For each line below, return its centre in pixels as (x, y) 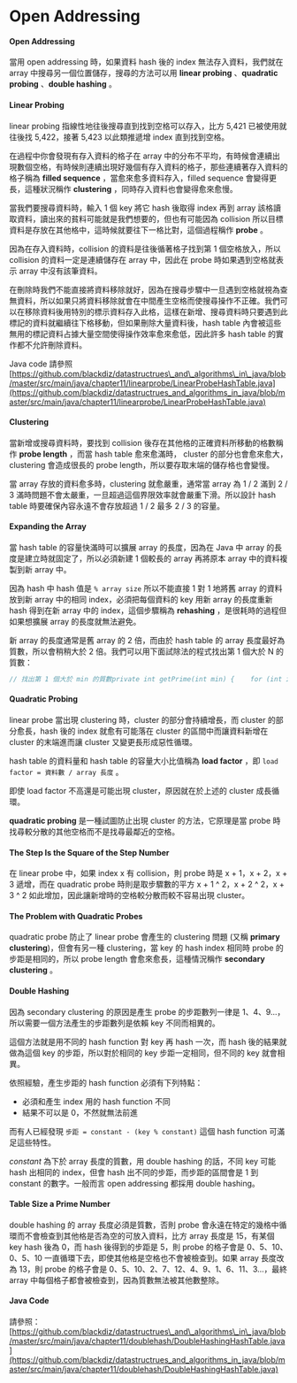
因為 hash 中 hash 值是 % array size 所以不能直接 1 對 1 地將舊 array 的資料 (146, 588)
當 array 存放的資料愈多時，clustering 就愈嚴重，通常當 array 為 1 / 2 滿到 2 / (148, 483)
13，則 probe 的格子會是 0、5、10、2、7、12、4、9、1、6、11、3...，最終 (153, 1269)
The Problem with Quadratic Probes (76, 916)
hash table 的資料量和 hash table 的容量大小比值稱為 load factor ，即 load (144, 761)
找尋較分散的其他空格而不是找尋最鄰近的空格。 (94, 832)
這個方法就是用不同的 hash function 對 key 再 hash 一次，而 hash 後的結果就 (148, 1041)
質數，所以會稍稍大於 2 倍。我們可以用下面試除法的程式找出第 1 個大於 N (141, 651)
